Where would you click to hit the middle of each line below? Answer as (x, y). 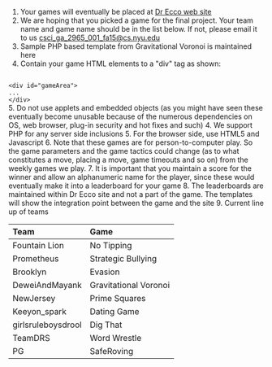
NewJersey (34, 298)
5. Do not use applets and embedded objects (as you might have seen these (136, 108)
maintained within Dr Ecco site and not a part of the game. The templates (131, 194)
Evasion (105, 272)
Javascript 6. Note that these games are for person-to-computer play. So (131, 142)
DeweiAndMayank (47, 285)
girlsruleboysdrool (47, 325)
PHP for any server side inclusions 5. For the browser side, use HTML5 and (134, 134)
